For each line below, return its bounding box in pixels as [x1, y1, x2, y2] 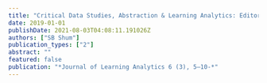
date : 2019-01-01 [8, 19, 66, 27]
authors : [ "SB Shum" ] [8, 33, 80, 42]
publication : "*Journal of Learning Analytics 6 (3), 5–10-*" [8, 63, 219, 71]
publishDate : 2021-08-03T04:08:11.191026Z [8, 26, 151, 34]
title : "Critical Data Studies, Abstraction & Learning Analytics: [8, 11, 237, 20]
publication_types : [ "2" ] [8, 41, 94, 49]
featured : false [8, 56, 62, 64]
